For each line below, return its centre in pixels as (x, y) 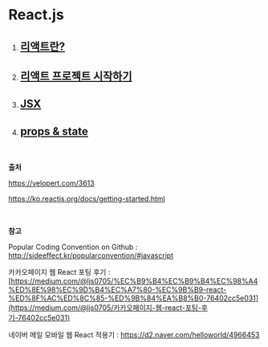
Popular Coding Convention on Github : (73, 247)
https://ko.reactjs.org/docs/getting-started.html (87, 199)
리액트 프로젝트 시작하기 (76, 76)
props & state (54, 131)
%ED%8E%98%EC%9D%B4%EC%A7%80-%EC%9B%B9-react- (118, 290)
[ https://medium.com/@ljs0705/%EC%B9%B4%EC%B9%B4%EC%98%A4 (133, 281)
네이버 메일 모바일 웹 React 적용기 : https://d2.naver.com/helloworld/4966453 (134, 335)
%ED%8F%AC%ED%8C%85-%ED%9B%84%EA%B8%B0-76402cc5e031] (134, 298)
